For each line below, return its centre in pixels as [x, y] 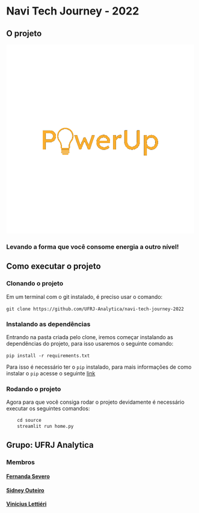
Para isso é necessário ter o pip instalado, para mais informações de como [99, 367]
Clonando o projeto [35, 284]
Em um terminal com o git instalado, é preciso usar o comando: [84, 296]
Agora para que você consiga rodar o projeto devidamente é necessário [95, 402]
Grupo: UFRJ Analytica [50, 445]
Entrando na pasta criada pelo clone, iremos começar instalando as [90, 337]
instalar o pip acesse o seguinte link [51, 373]
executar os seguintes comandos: [48, 409]
